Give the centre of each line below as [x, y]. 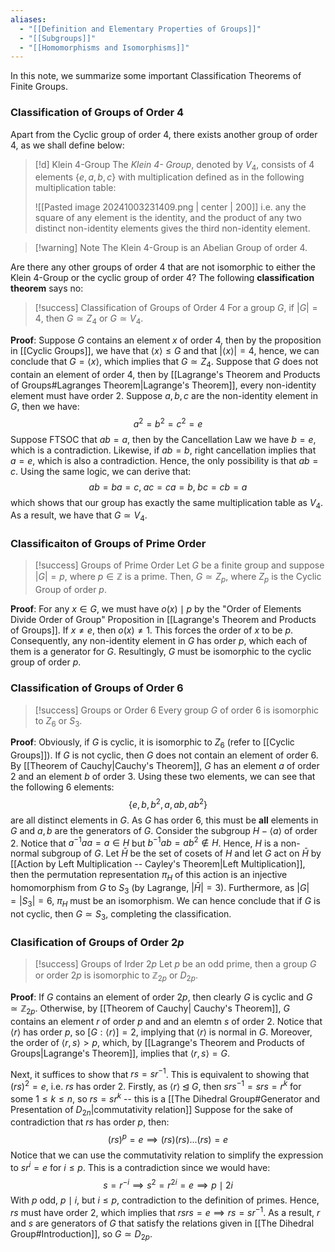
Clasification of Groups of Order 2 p [97, 942]
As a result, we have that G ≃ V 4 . [79, 516]
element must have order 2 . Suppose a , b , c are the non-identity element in [164, 395]
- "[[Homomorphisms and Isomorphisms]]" [104, 47]
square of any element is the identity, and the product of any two [168, 218]
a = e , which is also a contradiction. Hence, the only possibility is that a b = [164, 460]
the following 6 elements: [62, 787]
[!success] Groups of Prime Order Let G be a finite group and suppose [179, 565]
